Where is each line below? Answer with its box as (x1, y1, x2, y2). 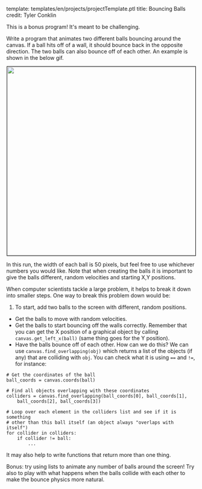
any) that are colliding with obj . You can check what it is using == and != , (14, 354, 195, 361)
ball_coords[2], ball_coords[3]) (17, 398, 101, 404)
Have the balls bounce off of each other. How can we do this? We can (14, 341, 189, 348)
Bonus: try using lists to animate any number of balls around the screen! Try (6, 463, 195, 470)
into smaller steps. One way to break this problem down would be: (6, 292, 171, 299)
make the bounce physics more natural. (6, 476, 105, 483)
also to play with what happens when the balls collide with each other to (6, 470, 186, 476)
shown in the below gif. (6, 54, 65, 61)
